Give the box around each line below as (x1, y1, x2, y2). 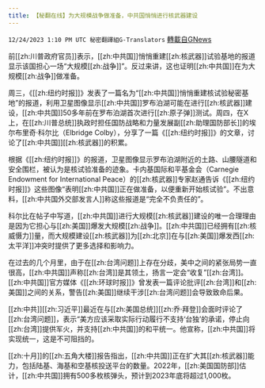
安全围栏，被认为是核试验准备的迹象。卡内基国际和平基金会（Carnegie (8, 164, 240, 174)
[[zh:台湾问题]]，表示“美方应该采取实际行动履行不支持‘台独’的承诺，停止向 (8, 314, 250, 324)
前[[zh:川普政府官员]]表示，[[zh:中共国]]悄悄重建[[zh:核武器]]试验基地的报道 (8, 51, 256, 60)
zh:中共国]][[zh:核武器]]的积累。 (27, 137, 132, 147)
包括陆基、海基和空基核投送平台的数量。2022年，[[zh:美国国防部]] (21, 360, 240, 370)
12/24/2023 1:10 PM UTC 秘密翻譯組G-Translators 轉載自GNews (8, 34, 212, 44)
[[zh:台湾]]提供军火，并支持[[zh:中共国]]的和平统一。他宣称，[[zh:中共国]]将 (8, 324, 256, 333)
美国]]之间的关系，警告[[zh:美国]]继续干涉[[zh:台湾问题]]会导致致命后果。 (8, 287, 248, 297)
